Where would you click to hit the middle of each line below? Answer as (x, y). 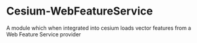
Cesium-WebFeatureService (80, 11)
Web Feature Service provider (44, 34)
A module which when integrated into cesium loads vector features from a (99, 28)
